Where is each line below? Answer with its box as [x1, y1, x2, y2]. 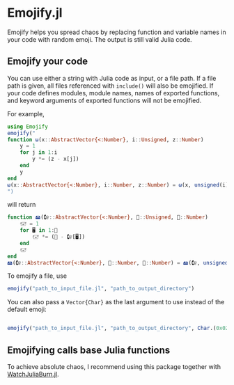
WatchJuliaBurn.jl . [7, 370, 59, 378]
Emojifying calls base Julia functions [7, 344, 171, 356]
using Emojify [7, 123, 49, 130]
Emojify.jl [7, 5, 63, 21]
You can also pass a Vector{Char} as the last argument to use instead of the [7, 298, 225, 306]
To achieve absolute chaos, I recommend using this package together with [7, 362, 221, 370]
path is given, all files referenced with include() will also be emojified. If [7, 81, 214, 90]
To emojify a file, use [7, 272, 68, 280]
